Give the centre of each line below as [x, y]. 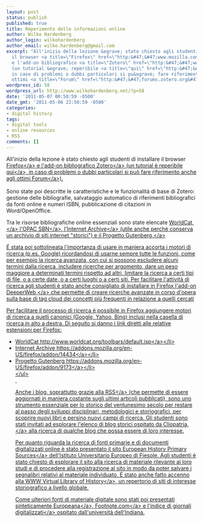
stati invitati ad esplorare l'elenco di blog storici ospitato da [88, 424]
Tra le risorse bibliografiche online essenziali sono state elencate [87, 222]
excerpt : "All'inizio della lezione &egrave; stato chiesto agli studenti [102, 52]
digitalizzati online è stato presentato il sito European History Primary [101, 449]
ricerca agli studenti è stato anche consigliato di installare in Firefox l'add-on [101, 285]
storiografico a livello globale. [52, 487]
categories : [21, 108]
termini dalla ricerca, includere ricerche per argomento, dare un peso [92, 266]
